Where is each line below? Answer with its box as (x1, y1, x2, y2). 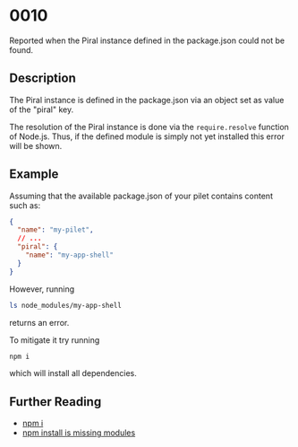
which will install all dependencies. (9, 368, 137, 379)
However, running (9, 284, 75, 294)
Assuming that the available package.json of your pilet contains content (9, 190, 273, 201)
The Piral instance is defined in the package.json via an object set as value (9, 94, 285, 105)
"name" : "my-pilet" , (17, 225, 94, 234)
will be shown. (9, 140, 63, 151)
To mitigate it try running (9, 334, 100, 346)
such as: (9, 199, 41, 211)
